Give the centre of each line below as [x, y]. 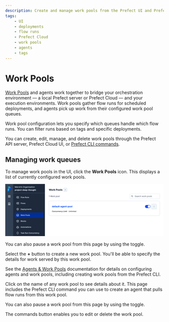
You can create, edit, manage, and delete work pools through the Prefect [80, 139]
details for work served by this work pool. [48, 259]
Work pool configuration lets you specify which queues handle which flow [82, 124]
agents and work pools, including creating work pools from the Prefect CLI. [83, 274]
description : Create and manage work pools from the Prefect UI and [78, 11]
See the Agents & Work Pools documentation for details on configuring [78, 269]
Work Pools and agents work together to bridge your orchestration [74, 92]
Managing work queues [43, 159]
